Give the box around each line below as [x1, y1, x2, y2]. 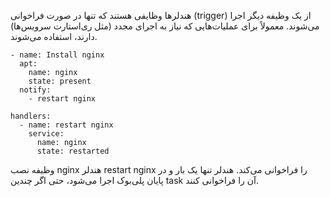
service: [28, 129, 65, 139]
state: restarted [36, 146, 110, 156]
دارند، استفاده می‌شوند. [10, 31, 98, 42]
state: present [28, 76, 92, 86]
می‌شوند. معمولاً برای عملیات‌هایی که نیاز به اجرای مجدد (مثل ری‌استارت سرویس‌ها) [10, 20, 320, 32]
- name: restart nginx [19, 120, 114, 130]
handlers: [10, 111, 52, 121]
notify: [19, 85, 52, 95]
